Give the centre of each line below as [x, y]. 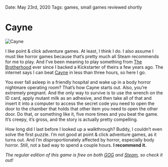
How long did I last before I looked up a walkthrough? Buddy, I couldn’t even [84, 129]
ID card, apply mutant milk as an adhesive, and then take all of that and [78, 98]
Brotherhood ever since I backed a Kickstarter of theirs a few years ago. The [84, 67]
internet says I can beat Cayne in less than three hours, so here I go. [76, 72]
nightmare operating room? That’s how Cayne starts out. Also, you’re [76, 87]
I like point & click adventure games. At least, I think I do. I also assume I [79, 51]
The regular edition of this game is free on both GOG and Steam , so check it [84, 154]
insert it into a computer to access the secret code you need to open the [80, 103]
